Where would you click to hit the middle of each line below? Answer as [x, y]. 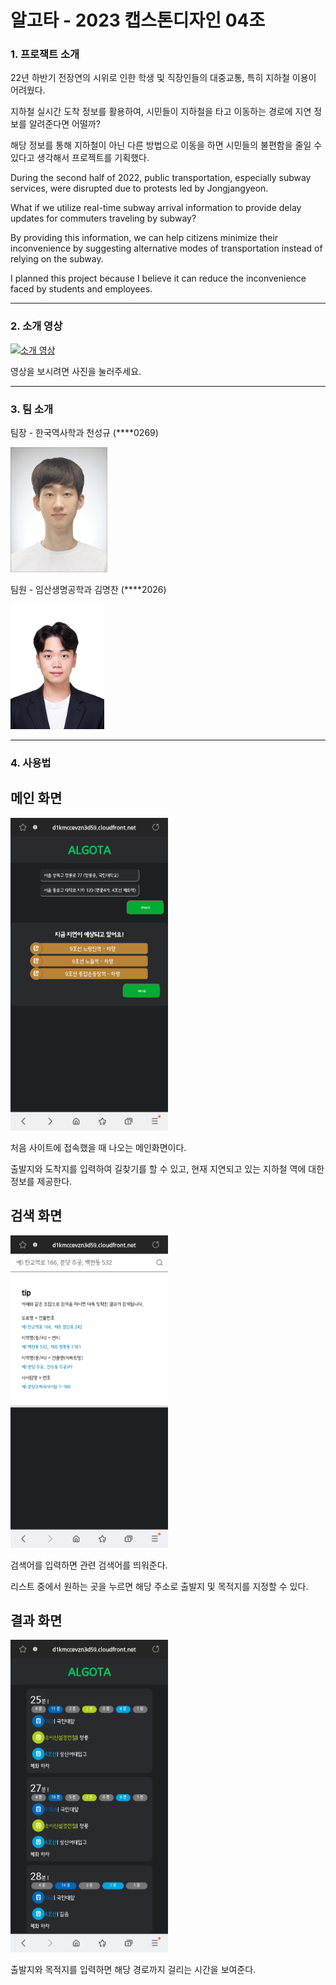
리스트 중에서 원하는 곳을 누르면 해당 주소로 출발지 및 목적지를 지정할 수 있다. [159, 1586]
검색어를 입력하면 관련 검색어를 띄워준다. [89, 1565]
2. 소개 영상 [36, 326]
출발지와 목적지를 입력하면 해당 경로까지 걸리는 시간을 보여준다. [133, 1970]
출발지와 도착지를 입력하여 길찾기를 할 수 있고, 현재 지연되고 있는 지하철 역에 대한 [167, 1168]
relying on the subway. [57, 259]
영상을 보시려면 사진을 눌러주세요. [76, 371]
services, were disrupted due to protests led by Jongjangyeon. [139, 188]
